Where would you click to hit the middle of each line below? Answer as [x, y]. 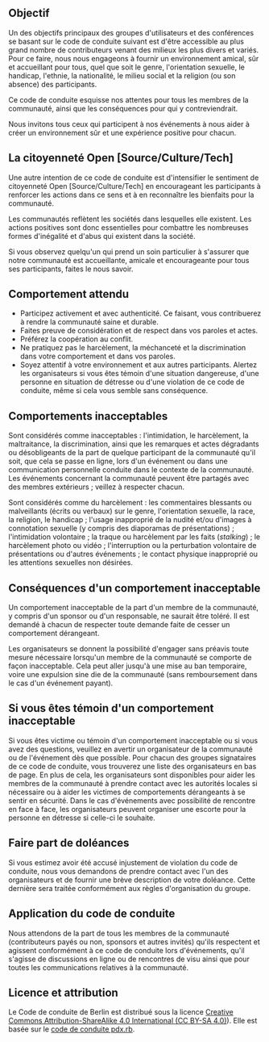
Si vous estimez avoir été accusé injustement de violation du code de [123, 862]
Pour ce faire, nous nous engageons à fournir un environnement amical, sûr [134, 58]
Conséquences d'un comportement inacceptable [134, 588]
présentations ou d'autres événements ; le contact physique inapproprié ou [133, 554]
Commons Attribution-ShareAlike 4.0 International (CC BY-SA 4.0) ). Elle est [133, 1021]
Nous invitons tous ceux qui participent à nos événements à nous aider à [129, 123]
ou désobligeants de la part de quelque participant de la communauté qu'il [132, 453]
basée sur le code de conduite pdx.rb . [72, 1029]
